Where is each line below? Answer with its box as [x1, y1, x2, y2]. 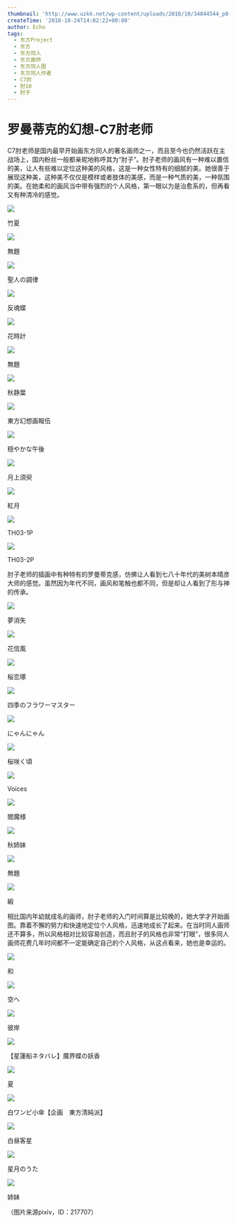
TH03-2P [7, 556, 35, 564]
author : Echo [7, 23, 46, 30]
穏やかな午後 [7, 445, 44, 453]
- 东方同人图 [13, 63, 47, 70]
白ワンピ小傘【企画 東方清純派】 [7, 1108, 107, 1116]
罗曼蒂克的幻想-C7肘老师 [7, 121, 154, 138]
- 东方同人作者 [13, 69, 52, 76]
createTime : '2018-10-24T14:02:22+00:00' [7, 17, 131, 24]
